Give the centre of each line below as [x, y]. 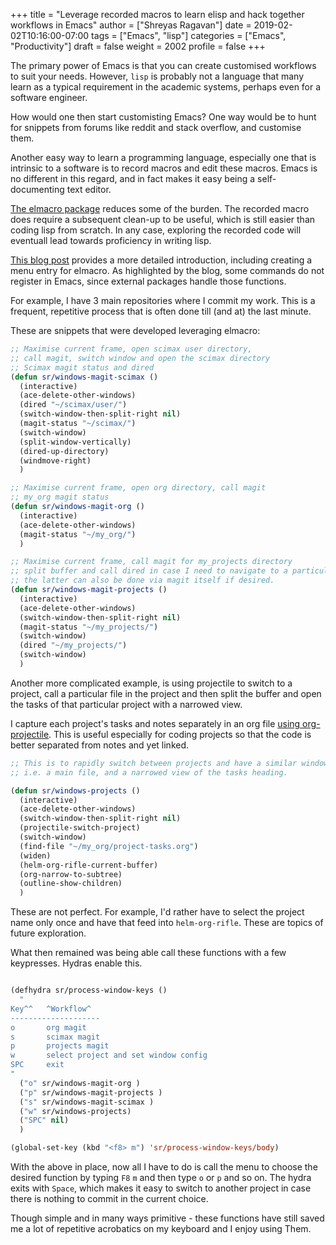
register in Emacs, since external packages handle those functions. [148, 281]
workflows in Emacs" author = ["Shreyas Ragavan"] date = [131, 25]
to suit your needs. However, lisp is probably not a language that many [157, 76]
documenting [37, 189]
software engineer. [49, 97]
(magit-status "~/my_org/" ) [78, 534]
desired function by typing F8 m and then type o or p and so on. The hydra [161, 1177]
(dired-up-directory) [64, 451]
